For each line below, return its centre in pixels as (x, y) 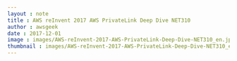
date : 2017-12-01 (34, 33)
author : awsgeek (33, 27)
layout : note (28, 14)
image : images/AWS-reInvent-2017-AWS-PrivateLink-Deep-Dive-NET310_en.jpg (121, 40)
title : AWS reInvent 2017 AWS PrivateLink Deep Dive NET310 (99, 20)
